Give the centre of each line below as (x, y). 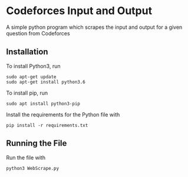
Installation (27, 52)
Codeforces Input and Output (79, 11)
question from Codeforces (38, 33)
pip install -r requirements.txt (47, 125)
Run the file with (26, 158)
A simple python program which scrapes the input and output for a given (94, 27)
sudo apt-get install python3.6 (46, 82)
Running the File (37, 143)
